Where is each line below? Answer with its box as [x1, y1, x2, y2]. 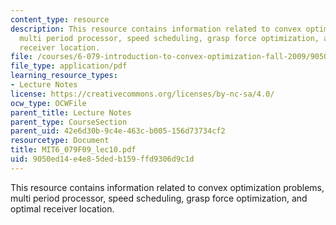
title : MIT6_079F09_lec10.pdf [10, 145, 137, 155]
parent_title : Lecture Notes [10, 107, 132, 118]
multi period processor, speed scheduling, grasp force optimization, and [10, 192, 308, 204]
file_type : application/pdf [10, 61, 128, 71]
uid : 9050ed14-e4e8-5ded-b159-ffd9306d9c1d [10, 154, 195, 164]
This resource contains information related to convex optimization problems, [10, 181, 325, 193]
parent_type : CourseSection [10, 117, 128, 127]
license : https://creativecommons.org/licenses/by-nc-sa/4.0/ [10, 89, 275, 99]
